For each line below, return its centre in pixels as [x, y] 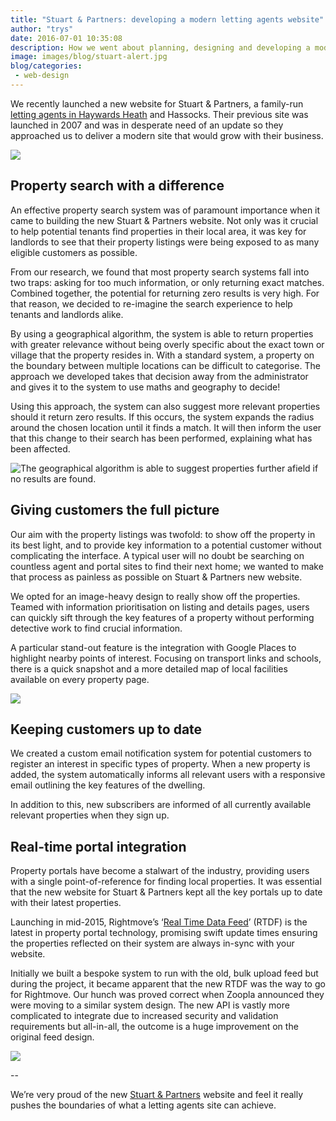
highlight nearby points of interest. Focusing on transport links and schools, [166, 658]
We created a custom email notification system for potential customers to [161, 753]
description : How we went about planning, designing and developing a [160, 47]
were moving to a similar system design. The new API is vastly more [150, 1005]
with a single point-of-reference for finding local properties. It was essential [166, 882]
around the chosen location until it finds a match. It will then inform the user [166, 427]
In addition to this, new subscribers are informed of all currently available [161, 805]
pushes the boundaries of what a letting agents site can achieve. [143, 1105]
